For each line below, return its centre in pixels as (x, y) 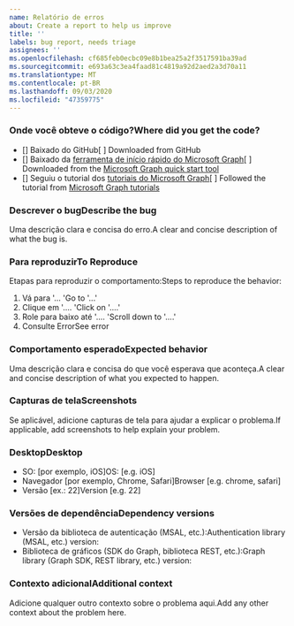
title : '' (27, 34)
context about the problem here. (68, 612)
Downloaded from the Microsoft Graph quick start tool (120, 168)
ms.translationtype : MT (53, 75)
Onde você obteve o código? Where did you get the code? (135, 131)
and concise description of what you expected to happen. (114, 378)
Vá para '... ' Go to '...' (60, 298)
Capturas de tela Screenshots (73, 401)
